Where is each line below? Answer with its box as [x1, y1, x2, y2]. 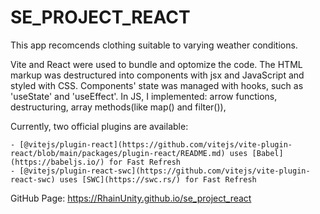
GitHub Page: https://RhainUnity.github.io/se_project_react [10, 192, 252, 204]
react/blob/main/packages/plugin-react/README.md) [10, 148, 226, 158]
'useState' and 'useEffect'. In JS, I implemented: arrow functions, [10, 90, 278, 102]
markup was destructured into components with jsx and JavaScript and [10, 69, 305, 81]
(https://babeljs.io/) [10, 157, 105, 167]
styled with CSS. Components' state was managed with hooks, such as [10, 79, 304, 91]
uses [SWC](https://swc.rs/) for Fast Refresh [59, 174, 257, 185]
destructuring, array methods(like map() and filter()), [10, 101, 227, 113]
